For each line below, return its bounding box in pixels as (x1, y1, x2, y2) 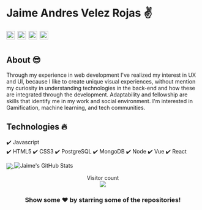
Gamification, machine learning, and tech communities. (6, 104, 146, 111)
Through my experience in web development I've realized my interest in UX (6, 71, 196, 79)
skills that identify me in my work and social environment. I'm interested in (6, 97, 193, 104)
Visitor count (86, 174, 119, 181)
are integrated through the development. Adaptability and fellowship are (6, 91, 188, 98)
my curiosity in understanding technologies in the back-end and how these (6, 84, 196, 91)
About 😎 (6, 55, 41, 66)
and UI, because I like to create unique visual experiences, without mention (6, 77, 196, 85)
